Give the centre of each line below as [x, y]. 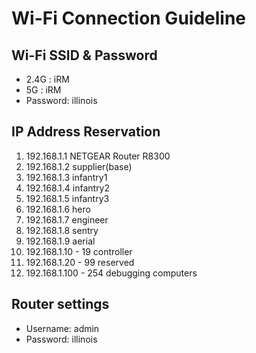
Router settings [60, 304]
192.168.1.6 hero [58, 209]
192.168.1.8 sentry [62, 230]
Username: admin [62, 328]
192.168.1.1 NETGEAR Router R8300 [98, 156]
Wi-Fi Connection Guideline [129, 18]
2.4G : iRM [47, 79]
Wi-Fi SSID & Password [84, 55]
